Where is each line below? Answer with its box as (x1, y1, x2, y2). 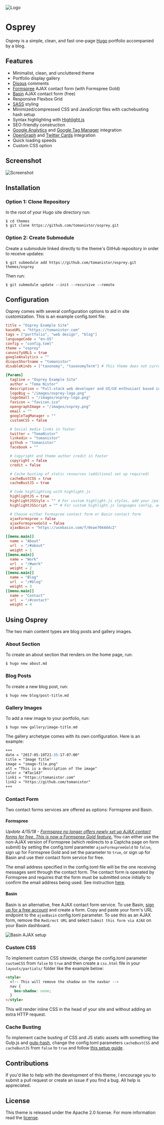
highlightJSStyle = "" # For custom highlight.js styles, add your (10, 499, 150, 504)
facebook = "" (10, 445, 38, 450)
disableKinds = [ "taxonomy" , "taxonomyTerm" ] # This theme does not (5, 364, 147, 369)
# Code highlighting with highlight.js (10, 489, 91, 494)
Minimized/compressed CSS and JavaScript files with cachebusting (12, 106, 149, 112)
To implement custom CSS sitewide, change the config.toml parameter (5, 955, 147, 961)
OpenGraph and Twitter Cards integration (12, 132, 96, 138)
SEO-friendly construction (12, 122, 65, 128)
